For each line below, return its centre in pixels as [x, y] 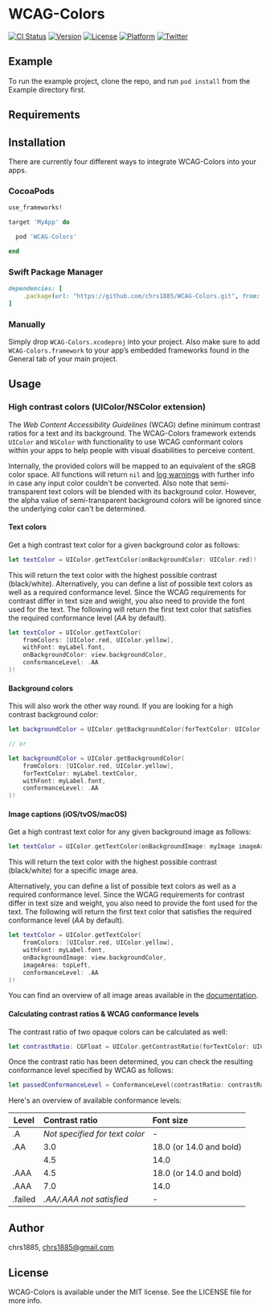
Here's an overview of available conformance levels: [95, 1100]
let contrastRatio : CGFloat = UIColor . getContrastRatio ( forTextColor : [129, 1046]
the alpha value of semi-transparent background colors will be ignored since [135, 500]
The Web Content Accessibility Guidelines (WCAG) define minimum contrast [135, 424]
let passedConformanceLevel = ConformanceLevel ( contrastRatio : [117, 1085]
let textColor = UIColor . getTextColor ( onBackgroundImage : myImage [122, 847]
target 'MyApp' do [39, 222]
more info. [25, 1300]
